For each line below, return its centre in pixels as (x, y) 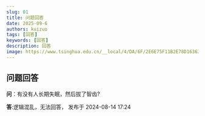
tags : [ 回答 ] (22, 35)
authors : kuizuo (27, 29)
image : (15, 52)
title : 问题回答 (25, 18)
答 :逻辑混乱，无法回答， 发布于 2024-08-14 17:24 (69, 107)
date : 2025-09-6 (27, 23)
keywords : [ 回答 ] (27, 40)
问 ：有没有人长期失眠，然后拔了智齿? (53, 94)
